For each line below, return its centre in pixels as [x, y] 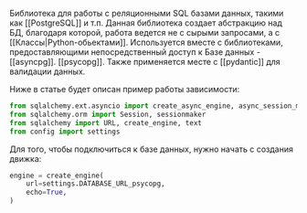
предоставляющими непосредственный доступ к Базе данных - [135, 52]
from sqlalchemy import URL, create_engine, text [106, 122]
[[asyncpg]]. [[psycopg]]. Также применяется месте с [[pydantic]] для [145, 62]
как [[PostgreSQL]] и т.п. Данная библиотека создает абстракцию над [146, 23]
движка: [26, 158]
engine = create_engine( [57, 176]
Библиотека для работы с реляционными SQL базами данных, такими [147, 13]
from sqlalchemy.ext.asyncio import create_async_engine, [122, 106]
